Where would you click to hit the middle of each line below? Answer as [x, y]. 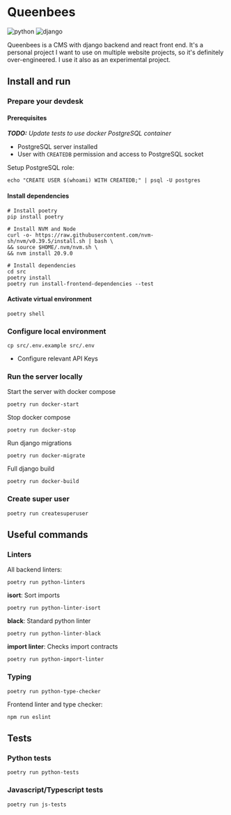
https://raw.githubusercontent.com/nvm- [95, 235]
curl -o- [20, 235]
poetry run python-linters [46, 583]
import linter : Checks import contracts [63, 647]
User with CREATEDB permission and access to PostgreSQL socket [110, 155]
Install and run [39, 82]
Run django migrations [39, 443]
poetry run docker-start [43, 404]
